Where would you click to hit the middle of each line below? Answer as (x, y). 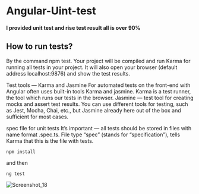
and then (17, 162)
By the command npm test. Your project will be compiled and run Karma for (99, 61)
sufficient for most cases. (37, 117)
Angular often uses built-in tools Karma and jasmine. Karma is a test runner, (99, 91)
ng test (16, 174)
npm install (21, 152)
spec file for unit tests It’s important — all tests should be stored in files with (99, 128)
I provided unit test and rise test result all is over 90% (73, 27)
